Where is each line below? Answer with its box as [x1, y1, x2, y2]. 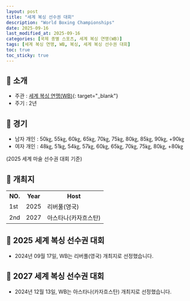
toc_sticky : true [6, 52, 49, 58]
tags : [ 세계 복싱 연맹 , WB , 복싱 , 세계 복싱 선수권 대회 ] [6, 42, 131, 48]
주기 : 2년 [14, 100, 37, 107]
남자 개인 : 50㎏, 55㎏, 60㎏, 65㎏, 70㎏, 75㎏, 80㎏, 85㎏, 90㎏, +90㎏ [14, 135, 185, 143]
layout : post [6, 8, 38, 15]
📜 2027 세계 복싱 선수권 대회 [6, 272, 104, 282]
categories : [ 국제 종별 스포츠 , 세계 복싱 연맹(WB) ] [6, 36, 123, 42]
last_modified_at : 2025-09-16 [6, 31, 81, 37]
